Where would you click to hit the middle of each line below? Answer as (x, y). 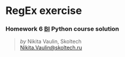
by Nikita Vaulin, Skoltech (50, 41)
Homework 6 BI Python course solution (62, 29)
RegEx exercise (44, 11)
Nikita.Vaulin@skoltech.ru (51, 48)
